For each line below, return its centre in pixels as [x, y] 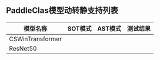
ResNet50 [23, 48]
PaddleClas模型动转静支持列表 [62, 11]
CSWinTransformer [35, 39]
